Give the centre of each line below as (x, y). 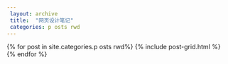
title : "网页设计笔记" (42, 20)
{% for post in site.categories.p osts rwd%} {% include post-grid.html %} (114, 47)
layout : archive (34, 14)
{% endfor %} (27, 54)
